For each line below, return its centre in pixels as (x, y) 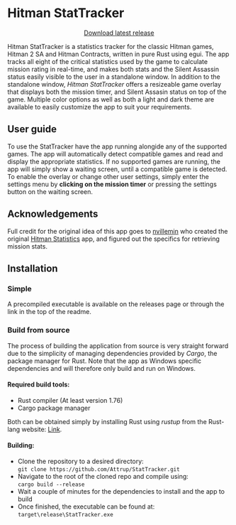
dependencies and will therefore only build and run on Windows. (102, 368)
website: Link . (42, 429)
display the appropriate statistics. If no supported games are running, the (114, 161)
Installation (33, 268)
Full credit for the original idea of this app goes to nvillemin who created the (118, 231)
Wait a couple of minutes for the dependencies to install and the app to (121, 491)
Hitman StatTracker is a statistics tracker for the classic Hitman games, (111, 46)
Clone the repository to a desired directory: (80, 461)
